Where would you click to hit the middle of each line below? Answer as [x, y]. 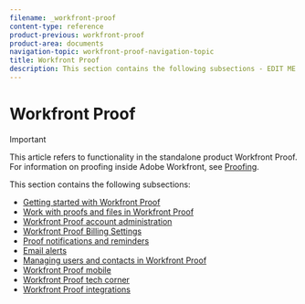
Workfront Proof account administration [97, 221]
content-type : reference [57, 26]
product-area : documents [57, 43]
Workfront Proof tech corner [76, 279]
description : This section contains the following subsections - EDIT [147, 69]
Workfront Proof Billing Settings [82, 231]
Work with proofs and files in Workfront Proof [108, 212]
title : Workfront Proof [55, 60]
